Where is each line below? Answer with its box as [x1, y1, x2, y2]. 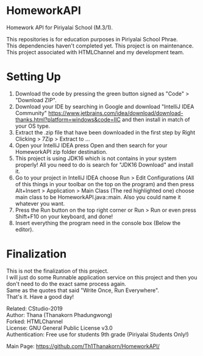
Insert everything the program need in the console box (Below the [15, 219, 181, 226]
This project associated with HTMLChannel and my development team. [6, 48, 185, 55]
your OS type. [15, 122, 51, 130]
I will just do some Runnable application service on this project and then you [6, 273, 198, 281]
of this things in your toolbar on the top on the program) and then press [15, 180, 194, 187]
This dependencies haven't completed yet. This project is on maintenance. [6, 42, 194, 49]
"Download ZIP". [15, 96, 57, 103]
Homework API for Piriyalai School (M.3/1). [6, 24, 113, 31]
